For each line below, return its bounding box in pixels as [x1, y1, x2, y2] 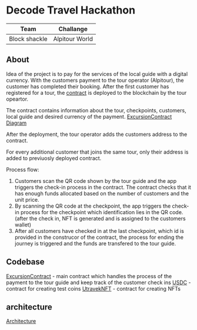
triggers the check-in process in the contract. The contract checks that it [14, 184, 191, 191]
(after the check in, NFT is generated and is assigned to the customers [14, 215, 186, 222]
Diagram [6, 119, 27, 126]
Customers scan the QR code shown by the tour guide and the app [14, 177, 177, 184]
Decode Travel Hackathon [6, 4, 136, 17]
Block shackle [9, 35, 48, 43]
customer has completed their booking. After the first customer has [6, 83, 169, 90]
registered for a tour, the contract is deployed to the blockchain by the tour [6, 89, 187, 96]
